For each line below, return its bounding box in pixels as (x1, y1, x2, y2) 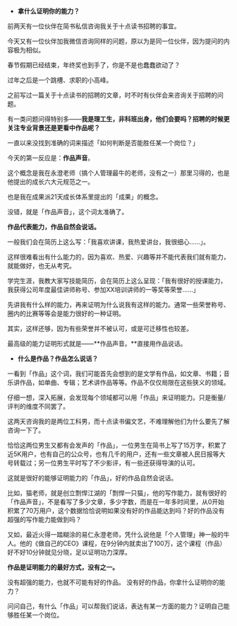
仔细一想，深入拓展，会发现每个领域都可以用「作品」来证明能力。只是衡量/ (7, 393, 226, 402)
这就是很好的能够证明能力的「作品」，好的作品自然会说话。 (7, 474, 178, 482)
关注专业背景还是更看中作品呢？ (7, 124, 100, 132)
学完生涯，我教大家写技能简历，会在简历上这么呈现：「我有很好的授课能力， (7, 277, 227, 285)
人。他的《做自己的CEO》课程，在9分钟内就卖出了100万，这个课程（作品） (7, 539, 226, 547)
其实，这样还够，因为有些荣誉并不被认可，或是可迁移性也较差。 (7, 325, 193, 332)
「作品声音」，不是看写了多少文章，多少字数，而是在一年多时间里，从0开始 (7, 498, 224, 506)
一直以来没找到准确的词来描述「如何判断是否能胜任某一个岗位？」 (7, 139, 199, 147)
